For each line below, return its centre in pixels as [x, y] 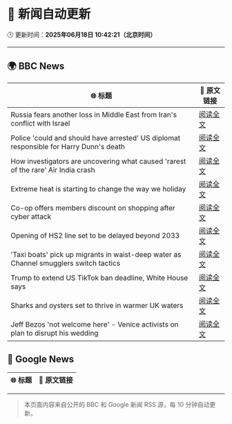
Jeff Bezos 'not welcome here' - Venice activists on [95, 324]
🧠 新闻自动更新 [49, 14]
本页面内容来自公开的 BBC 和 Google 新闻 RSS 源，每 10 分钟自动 [117, 404]
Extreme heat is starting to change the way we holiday [98, 189]
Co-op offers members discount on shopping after [93, 208]
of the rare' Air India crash [53, 170]
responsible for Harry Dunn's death [68, 146]
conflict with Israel [40, 123]
